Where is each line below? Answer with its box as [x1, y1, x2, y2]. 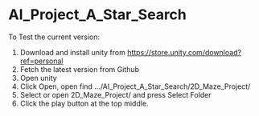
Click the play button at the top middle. [19, 98, 149, 108]
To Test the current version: [8, 32, 101, 42]
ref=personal [19, 56, 64, 66]
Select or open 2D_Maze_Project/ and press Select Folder [19, 90, 212, 99]
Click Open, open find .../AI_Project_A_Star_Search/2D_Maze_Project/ [19, 82, 251, 91]
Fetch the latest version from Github [19, 64, 139, 74]
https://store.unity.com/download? [127, 47, 242, 57]
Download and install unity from [19, 47, 126, 57]
